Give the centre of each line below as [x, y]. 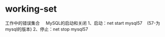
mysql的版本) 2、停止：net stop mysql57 [47, 29]
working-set [31, 9]
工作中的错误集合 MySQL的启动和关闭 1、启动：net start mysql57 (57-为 [83, 23]
